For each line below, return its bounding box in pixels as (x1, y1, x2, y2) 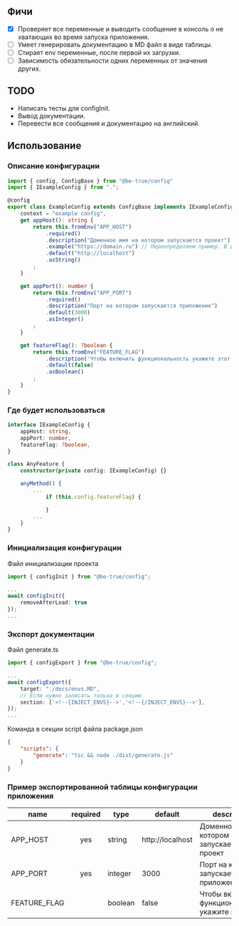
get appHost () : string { (20, 217, 94, 224)
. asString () (45, 257, 81, 264)
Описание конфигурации (7, 161, 100, 171)
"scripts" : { (20, 745, 59, 753)
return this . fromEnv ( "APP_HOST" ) (33, 223, 132, 230)
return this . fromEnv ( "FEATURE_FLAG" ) (33, 349, 144, 356)
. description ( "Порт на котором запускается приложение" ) (45, 302, 218, 309)
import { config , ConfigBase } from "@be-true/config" (7, 178, 174, 185)
